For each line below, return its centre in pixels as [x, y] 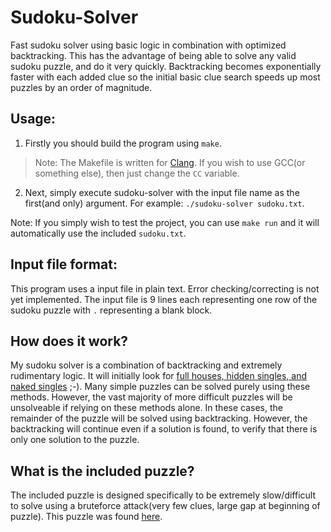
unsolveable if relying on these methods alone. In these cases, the [146, 408]
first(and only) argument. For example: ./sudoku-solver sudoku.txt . [164, 203]
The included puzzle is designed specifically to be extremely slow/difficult [163, 495]
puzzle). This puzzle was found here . [86, 517]
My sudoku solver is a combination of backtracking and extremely [146, 365]
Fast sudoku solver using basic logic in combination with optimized [148, 45]
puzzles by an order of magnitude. [81, 87]
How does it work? [69, 341]
